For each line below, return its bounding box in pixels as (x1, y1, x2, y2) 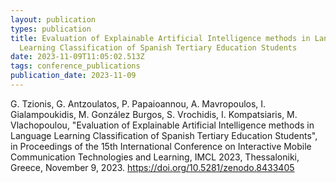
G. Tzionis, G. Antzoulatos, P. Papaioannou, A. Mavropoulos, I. (10, 97, 267, 110)
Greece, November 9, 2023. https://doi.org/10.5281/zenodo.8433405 (10, 161, 295, 173)
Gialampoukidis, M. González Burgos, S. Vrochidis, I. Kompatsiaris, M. (10, 108, 298, 120)
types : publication (10, 24, 92, 34)
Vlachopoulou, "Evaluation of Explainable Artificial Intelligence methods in (10, 119, 315, 131)
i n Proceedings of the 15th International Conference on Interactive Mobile (10, 140, 312, 152)
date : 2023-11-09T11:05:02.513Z (10, 52, 145, 62)
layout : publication (10, 14, 97, 25)
